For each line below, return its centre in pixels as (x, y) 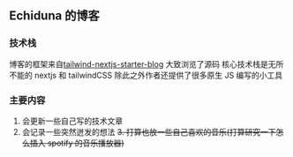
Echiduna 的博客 (54, 16)
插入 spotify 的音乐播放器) (77, 143)
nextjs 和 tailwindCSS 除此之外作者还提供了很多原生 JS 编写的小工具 (158, 75)
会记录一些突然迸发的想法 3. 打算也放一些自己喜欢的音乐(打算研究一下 (149, 131)
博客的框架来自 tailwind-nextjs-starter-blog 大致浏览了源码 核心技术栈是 (139, 64)
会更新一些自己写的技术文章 (72, 121)
